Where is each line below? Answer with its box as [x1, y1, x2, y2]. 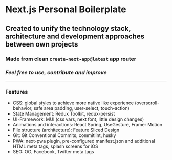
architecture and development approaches [5, 32, 145, 40]
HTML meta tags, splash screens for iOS [12, 143, 98, 149]
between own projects [5, 40, 78, 49]
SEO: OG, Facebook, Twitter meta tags [12, 149, 94, 155]
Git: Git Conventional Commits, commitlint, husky [12, 132, 116, 139]
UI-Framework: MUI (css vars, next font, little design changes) [12, 116, 144, 122]
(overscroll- [135, 100, 160, 106]
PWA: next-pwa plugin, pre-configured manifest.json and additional [12, 138, 155, 144]
